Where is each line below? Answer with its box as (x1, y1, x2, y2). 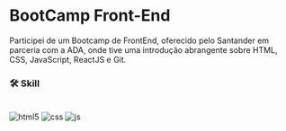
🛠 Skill (9, 77, 40, 90)
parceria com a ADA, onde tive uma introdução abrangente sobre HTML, (9, 44, 278, 55)
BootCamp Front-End (9, 5, 171, 26)
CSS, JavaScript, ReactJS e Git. (9, 54, 127, 65)
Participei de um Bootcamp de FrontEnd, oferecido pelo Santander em (9, 35, 270, 46)
